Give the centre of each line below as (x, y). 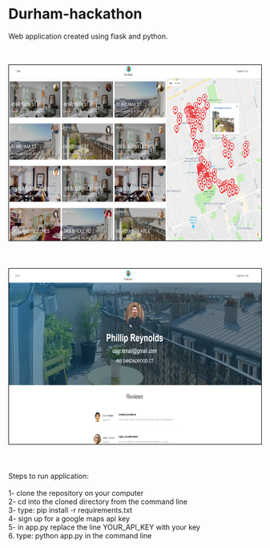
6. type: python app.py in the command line (80, 535)
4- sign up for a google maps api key (69, 518)
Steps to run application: (49, 476)
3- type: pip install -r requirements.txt (71, 509)
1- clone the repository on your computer (76, 493)
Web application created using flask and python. (88, 36)
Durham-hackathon (75, 14)
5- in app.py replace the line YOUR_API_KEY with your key (104, 527)
